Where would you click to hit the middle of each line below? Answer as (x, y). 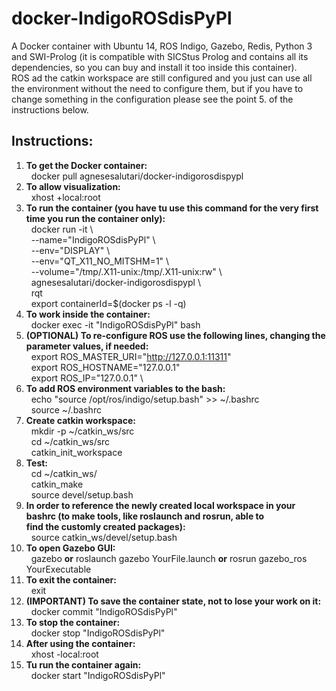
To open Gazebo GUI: (70, 548)
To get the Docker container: (86, 165)
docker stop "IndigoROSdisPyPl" (98, 633)
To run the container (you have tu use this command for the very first (172, 208)
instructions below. (50, 109)
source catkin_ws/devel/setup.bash (104, 537)
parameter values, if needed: (87, 346)
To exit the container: (71, 579)
